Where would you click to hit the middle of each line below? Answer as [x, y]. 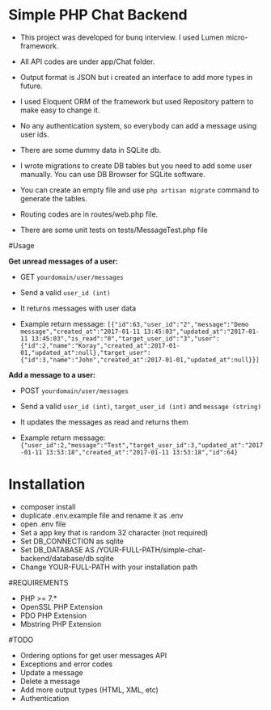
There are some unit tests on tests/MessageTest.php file [114, 230]
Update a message [51, 672]
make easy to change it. [60, 110]
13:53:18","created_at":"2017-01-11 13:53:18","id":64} [142, 452]
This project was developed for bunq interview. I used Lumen [122, 37]
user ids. [35, 134]
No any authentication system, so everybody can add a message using [138, 125]
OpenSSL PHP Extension [61, 606]
